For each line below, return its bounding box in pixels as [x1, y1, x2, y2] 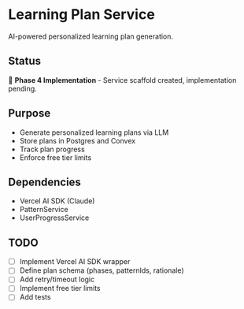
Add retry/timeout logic [19, 274, 95, 285]
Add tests [19, 292, 51, 302]
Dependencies [8, 175, 81, 188]
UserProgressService [19, 213, 90, 222]
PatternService [19, 205, 68, 214]
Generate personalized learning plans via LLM [19, 128, 169, 137]
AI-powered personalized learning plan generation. [8, 32, 174, 41]
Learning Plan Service [8, 6, 155, 24]
